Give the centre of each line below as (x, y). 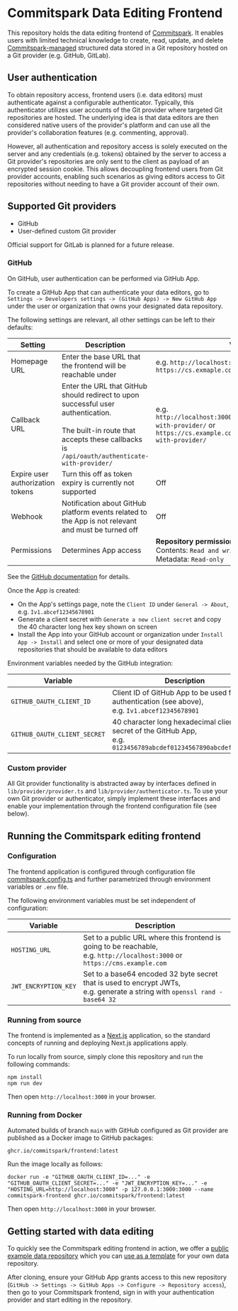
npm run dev (25, 1084)
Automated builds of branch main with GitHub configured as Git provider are (118, 1131)
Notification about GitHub (104, 503)
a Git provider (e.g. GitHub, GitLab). (59, 55)
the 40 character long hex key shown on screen (87, 627)
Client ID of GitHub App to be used (170, 692)
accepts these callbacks (102, 439)
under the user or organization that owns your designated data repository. (115, 306)
